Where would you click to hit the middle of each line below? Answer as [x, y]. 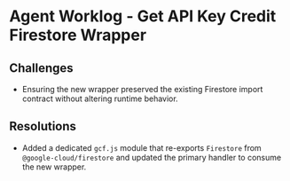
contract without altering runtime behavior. [100, 98]
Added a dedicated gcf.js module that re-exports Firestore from [141, 147]
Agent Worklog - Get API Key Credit [143, 16]
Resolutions [43, 126]
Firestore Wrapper [78, 35]
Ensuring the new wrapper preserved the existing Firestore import [142, 89]
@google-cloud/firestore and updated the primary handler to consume [152, 157]
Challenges [41, 68]
